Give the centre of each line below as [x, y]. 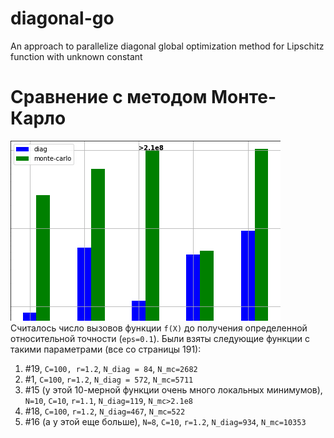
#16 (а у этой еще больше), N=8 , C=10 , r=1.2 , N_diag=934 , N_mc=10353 [165, 421]
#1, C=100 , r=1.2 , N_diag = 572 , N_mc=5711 [109, 379]
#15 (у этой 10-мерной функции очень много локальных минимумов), [173, 389]
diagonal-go [62, 18]
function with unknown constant [76, 56]
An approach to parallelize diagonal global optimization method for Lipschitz [167, 46]
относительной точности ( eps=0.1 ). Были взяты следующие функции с [160, 338]
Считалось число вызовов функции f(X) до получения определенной [159, 328]
